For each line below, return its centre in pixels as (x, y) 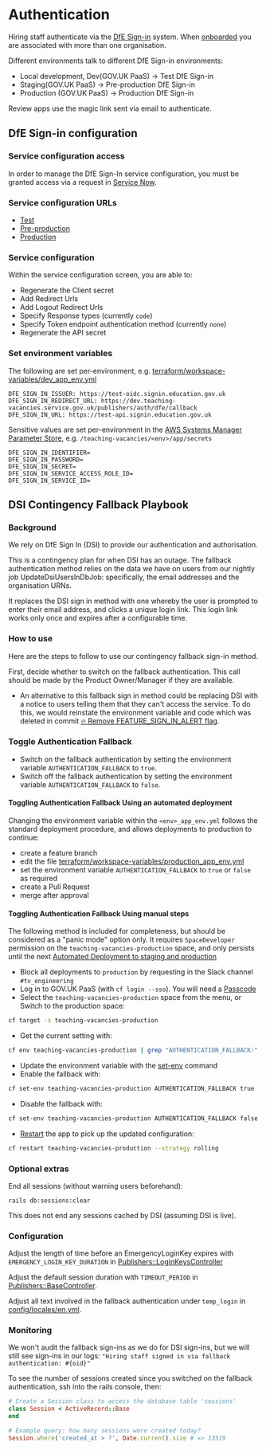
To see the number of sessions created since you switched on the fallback (130, 1378)
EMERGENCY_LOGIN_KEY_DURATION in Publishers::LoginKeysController (115, 1262)
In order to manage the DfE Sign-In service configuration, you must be (123, 174)
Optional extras (39, 1169)
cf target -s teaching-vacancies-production (83, 1021)
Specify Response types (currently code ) (86, 315)
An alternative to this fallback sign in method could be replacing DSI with (139, 696)
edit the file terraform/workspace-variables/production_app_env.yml (132, 861)
